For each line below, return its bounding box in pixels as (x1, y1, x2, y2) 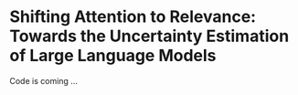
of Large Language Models (9, 46, 217, 66)
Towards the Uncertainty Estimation (9, 26, 290, 47)
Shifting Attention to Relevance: (9, 6, 257, 27)
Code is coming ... (9, 75, 78, 86)
